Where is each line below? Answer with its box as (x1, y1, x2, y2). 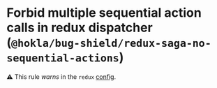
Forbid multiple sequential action (6, 5, 202, 21)
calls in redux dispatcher (6, 20, 153, 36)
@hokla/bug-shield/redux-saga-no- (10, 37, 212, 50)
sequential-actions (6, 52, 119, 65)
